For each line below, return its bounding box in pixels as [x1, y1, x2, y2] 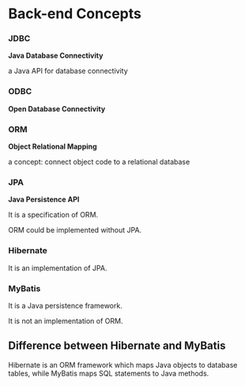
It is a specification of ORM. [8, 210, 99, 220]
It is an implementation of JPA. [8, 263, 107, 273]
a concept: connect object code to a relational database [8, 157, 190, 167]
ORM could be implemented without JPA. [8, 225, 142, 235]
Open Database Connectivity [8, 104, 106, 113]
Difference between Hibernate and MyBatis [8, 339, 226, 353]
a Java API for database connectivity [8, 66, 128, 76]
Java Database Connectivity [8, 51, 104, 60]
